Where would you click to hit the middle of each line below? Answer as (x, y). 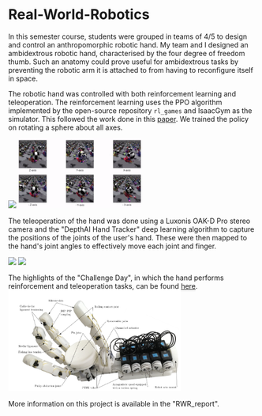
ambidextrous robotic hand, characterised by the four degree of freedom (127, 53)
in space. (23, 78)
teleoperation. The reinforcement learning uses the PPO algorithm (115, 102)
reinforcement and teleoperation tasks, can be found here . (103, 286)
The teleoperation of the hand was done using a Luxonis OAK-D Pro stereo (129, 221)
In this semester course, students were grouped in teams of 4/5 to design (128, 36)
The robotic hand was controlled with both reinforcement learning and (122, 93)
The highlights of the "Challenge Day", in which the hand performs (116, 278)
